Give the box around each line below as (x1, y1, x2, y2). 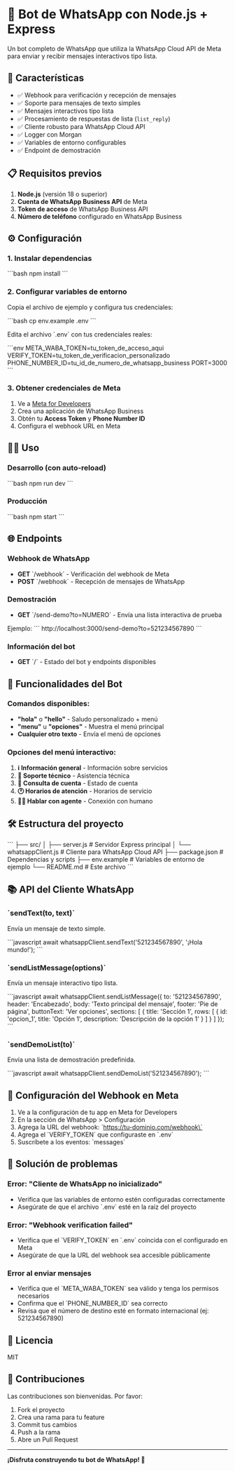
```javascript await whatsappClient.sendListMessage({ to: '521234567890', (7, 992, 222, 1001)
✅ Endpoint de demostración (17, 146, 101, 154)
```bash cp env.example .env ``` (7, 316, 97, 325)
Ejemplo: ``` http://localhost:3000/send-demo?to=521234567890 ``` (7, 624, 202, 632)
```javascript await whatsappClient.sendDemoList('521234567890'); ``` (7, 1069, 210, 1078)
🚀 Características (7, 72, 85, 84)
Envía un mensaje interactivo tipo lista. (7, 978, 118, 987)
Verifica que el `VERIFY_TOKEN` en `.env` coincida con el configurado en (17, 1235, 228, 1244)
